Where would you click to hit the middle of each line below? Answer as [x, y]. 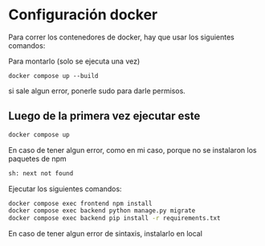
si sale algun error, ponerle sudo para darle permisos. [97, 91]
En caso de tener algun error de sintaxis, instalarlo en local [106, 234]
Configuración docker [83, 15]
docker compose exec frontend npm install [80, 203]
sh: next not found [41, 173]
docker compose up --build [53, 76]
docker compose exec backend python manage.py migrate [102, 211]
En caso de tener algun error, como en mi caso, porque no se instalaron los [132, 150]
